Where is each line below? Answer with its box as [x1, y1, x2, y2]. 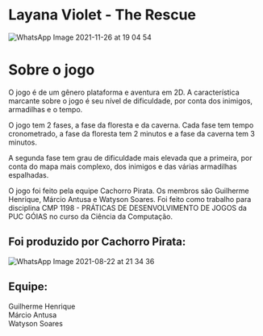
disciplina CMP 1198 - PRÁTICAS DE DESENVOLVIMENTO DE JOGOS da [8, 203, 248, 212]
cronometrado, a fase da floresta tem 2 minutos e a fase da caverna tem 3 [8, 128, 256, 138]
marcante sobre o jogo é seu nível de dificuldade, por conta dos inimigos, [8, 95, 253, 106]
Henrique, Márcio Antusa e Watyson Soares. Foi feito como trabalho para [8, 194, 252, 204]
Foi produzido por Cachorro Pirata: [8, 235, 186, 249]
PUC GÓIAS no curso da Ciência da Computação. [8, 212, 173, 221]
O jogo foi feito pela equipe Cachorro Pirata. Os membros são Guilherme [8, 186, 249, 195]
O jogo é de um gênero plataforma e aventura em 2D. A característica [8, 87, 240, 97]
